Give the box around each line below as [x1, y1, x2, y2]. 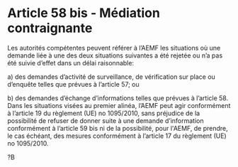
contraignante [7, 20, 93, 36]
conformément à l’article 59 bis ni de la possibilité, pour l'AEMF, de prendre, [7, 124, 228, 132]
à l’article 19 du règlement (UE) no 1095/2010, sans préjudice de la [7, 109, 200, 117]
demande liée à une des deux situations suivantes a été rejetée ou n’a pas [7, 51, 223, 60]
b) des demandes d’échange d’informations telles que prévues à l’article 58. [7, 94, 229, 102]
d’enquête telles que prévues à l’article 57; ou [7, 80, 140, 88]
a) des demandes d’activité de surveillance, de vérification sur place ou [7, 72, 216, 81]
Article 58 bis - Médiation [7, 5, 161, 21]
